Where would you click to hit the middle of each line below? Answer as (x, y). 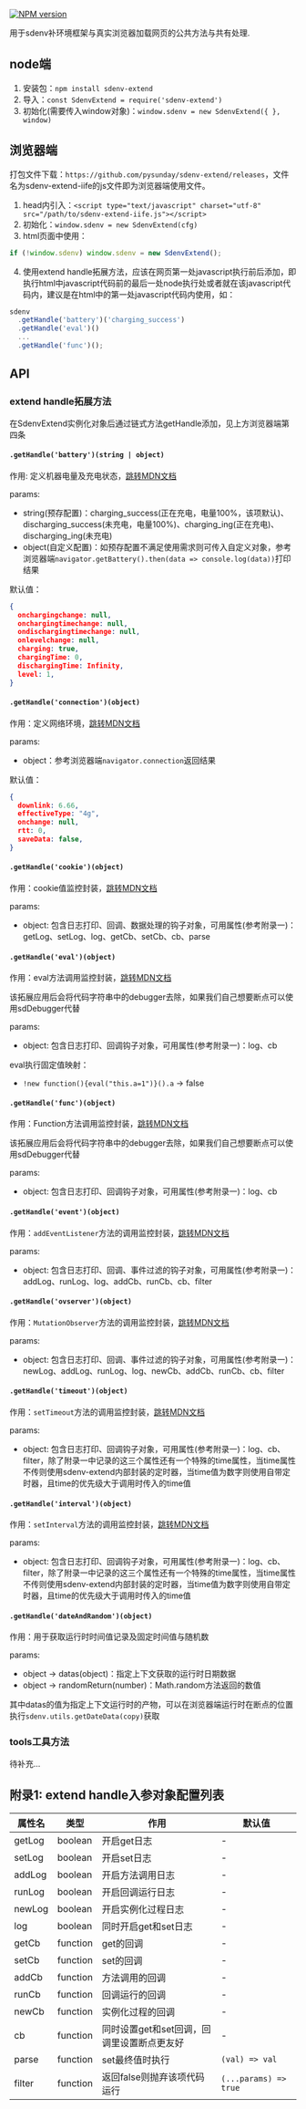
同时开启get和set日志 (147, 1927)
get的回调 (122, 1943)
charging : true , (48, 649)
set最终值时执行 (136, 2060)
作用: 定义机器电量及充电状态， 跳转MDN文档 (93, 475)
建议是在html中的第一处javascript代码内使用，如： (141, 294)
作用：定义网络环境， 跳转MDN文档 (75, 723)
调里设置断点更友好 (143, 2042)
